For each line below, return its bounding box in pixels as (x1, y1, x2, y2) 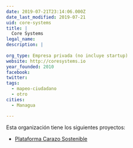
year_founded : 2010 (6, 63, 54, 70)
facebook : (6, 69, 31, 75)
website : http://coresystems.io (6, 58, 86, 64)
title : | (6, 25, 28, 31)
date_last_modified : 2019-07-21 (6, 14, 86, 20)
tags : (6, 81, 20, 86)
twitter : (6, 75, 28, 81)
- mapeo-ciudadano (11, 86, 57, 92)
